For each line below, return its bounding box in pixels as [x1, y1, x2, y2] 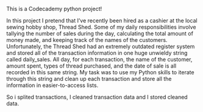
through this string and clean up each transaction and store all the [6, 75, 172, 82]
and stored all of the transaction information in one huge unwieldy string [6, 49, 188, 57]
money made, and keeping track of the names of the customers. [6, 37, 168, 43]
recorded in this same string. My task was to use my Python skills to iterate [6, 69, 194, 75]
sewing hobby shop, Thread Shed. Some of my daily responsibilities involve [6, 24, 196, 30]
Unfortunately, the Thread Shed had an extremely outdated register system [6, 43, 195, 50]
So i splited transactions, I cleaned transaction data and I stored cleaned [6, 94, 188, 100]
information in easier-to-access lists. [6, 82, 99, 89]
